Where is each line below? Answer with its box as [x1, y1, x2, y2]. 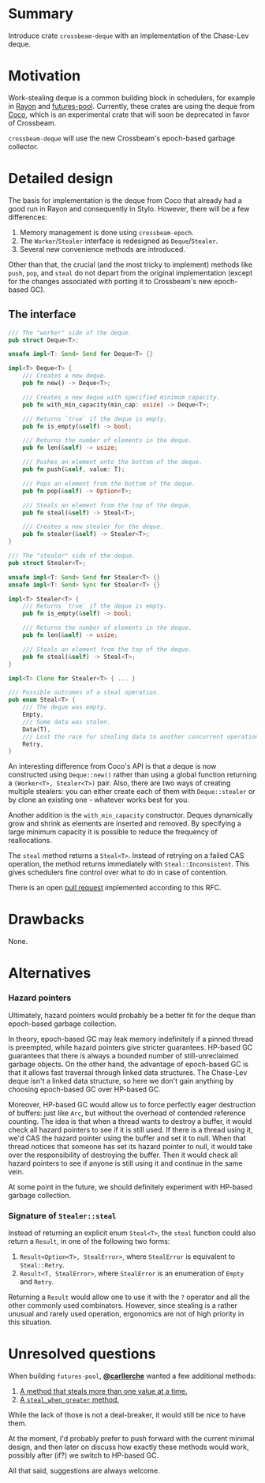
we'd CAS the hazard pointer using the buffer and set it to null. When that [8, 1133, 246, 1143]
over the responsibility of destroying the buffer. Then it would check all [8, 1150, 238, 1159]
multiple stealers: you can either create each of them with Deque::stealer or [8, 787, 256, 796]
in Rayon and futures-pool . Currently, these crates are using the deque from [8, 101, 255, 110]
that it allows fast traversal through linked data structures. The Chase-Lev [8, 1067, 248, 1077]
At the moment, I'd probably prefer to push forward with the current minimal [8, 1433, 255, 1443]
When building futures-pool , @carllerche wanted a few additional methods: [8, 1371, 256, 1380]
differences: [8, 212, 47, 222]
